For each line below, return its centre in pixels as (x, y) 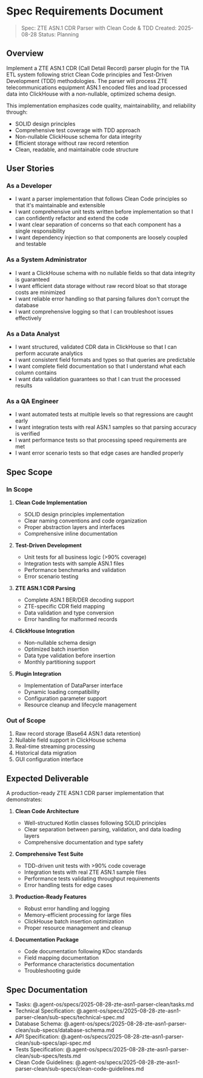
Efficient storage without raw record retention (72, 143)
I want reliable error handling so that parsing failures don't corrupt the (102, 299)
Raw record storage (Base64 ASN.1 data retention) (78, 734)
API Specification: (37, 1036)
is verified (28, 434)
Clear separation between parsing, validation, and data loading (102, 830)
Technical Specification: (45, 1011)
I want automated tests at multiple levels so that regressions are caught (104, 414)
